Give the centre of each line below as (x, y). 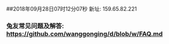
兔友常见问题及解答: (35, 26)
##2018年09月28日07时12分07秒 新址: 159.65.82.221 (72, 9)
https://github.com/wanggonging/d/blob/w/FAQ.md (84, 34)
